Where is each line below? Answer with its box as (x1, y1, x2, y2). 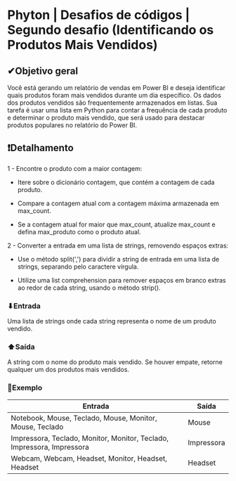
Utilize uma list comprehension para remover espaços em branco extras (17, 276, 226, 284)
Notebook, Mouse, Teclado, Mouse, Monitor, (11, 413, 157, 423)
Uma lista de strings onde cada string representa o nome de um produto (7, 317, 216, 326)
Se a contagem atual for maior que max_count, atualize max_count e (17, 220, 216, 229)
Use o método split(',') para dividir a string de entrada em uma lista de (17, 255, 220, 263)
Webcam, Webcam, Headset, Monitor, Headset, (11, 454, 167, 463)
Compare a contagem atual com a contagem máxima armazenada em (17, 199, 220, 207)
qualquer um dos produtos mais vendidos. (7, 366, 130, 374)
